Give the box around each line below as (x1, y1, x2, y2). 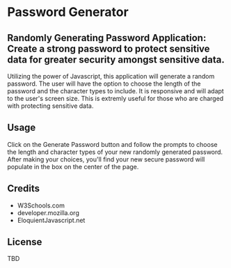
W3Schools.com (17, 201, 65, 210)
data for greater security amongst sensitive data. (7, 54, 225, 65)
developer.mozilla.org (17, 208, 80, 216)
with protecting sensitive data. (7, 102, 94, 110)
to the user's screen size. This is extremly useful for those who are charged (7, 95, 224, 102)
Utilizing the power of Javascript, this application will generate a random (7, 72, 215, 80)
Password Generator (7, 4, 129, 20)
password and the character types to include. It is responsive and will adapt (7, 87, 224, 95)
